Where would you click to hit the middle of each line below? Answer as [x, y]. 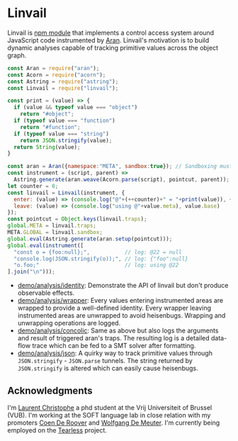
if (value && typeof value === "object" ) [76, 108]
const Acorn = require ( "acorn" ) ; [57, 75]
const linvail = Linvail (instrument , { [66, 193]
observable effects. [46, 293]
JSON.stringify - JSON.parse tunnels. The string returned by [105, 361]
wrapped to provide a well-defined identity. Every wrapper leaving [114, 308]
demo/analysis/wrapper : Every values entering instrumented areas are [120, 301]
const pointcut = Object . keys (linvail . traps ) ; [77, 219]
